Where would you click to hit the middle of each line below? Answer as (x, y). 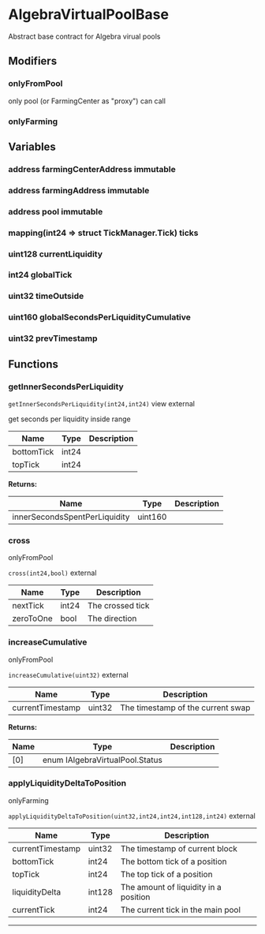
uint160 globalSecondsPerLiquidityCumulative (100, 317)
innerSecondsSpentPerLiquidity (71, 517)
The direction (112, 618)
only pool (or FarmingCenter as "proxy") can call (87, 101)
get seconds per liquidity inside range (70, 419)
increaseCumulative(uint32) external (68, 674)
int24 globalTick (40, 275)
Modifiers (33, 61)
